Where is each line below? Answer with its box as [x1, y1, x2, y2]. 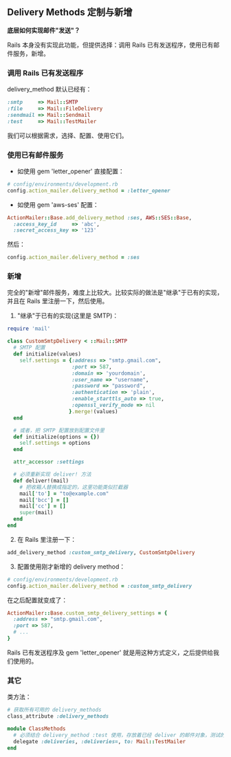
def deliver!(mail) [13, 477, 69, 484]
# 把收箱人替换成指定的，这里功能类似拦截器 [19, 483, 129, 490]
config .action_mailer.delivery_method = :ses [7, 254, 140, 261]
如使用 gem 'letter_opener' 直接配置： [16, 167, 125, 175]
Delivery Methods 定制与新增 [7, 6, 133, 19]
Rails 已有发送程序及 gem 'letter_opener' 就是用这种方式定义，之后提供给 [7, 648, 214, 657]
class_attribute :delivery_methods [7, 713, 109, 720]
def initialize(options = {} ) [13, 433, 100, 440]
